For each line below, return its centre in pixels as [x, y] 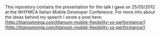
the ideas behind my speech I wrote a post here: [54, 17]
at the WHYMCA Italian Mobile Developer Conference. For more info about [80, 12]
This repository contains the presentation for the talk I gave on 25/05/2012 [80, 7]
